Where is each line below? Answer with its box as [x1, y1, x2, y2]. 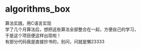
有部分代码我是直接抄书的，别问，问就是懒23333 [5, 38, 105, 45]
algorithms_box [5, 3, 70, 15]
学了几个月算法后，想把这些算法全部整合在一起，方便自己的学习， [5, 26, 139, 32]
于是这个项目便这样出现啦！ [5, 32, 61, 38]
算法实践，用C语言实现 [5, 20, 52, 26]
